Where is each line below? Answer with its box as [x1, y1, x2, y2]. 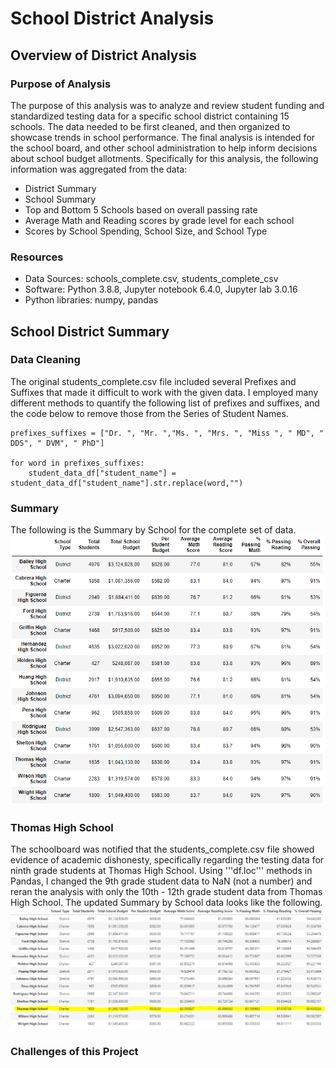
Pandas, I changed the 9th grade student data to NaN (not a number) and [10, 875, 313, 887]
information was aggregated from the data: [10, 163, 188, 175]
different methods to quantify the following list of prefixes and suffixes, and [10, 397, 320, 409]
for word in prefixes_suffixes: [10, 458, 145, 468]
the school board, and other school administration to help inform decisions [10, 142, 318, 154]
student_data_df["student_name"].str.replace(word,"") [10, 478, 244, 488]
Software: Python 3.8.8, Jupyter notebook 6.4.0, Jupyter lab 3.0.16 [24, 283, 298, 296]
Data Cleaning [10, 353, 81, 367]
